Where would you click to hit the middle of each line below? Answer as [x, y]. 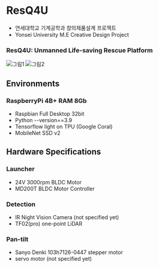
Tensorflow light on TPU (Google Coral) [64, 126]
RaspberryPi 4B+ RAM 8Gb [46, 101]
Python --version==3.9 [43, 120]
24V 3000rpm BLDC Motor [48, 182]
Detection [21, 204]
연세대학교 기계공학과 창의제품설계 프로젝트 [66, 28]
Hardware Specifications [54, 152]
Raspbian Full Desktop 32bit [49, 114]
